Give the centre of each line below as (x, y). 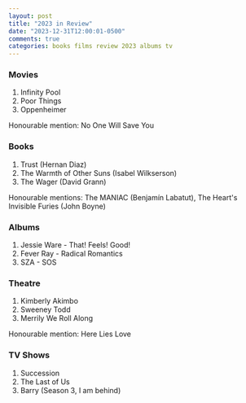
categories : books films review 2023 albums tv (91, 46)
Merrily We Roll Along (57, 318)
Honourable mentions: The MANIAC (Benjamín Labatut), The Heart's (123, 197)
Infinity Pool (40, 92)
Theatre (24, 283)
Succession (40, 373)
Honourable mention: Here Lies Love (70, 334)
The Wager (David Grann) (63, 182)
